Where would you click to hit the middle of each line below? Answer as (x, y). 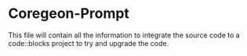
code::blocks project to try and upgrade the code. (89, 43)
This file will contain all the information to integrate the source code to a (124, 35)
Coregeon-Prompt (69, 14)
